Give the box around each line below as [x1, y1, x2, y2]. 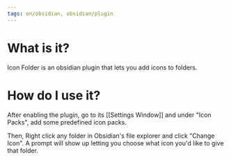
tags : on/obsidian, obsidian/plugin [7, 10, 113, 17]
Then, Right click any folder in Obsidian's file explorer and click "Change [7, 131, 215, 140]
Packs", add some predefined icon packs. [7, 118, 127, 126]
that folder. [7, 146, 38, 154]
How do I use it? [7, 88, 101, 103]
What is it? [7, 40, 70, 56]
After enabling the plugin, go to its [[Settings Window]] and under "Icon [7, 111, 212, 119]
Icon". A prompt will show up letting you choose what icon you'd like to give [7, 138, 224, 147]
